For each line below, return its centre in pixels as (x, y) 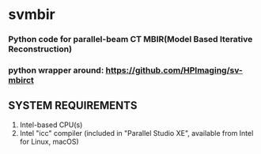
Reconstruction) (40, 49)
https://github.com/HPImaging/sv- (174, 70)
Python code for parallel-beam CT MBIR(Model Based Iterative (130, 39)
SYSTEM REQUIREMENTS (73, 105)
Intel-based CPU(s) (51, 125)
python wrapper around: (56, 70)
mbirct (21, 81)
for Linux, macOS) (49, 141)
